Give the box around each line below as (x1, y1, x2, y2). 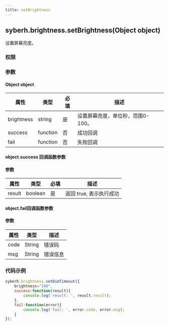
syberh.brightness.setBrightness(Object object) (5, 26, 161, 35)
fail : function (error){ (14, 302, 62, 307)
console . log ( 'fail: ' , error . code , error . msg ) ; (23, 307, 125, 312)
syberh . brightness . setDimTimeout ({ (5, 279, 80, 284)
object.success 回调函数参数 (5, 154, 66, 160)
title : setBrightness (5, 7, 51, 13)
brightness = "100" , (14, 284, 53, 289)
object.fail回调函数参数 (5, 205, 54, 211)
